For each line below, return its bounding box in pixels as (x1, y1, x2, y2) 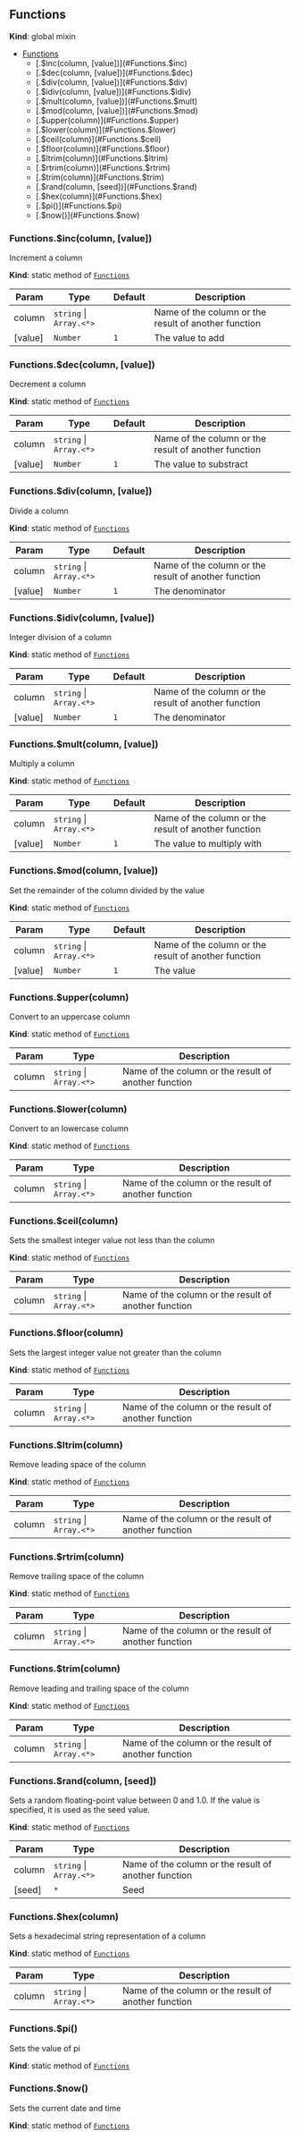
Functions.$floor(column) (9, 1327, 124, 1340)
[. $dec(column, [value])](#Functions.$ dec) (35, 67, 194, 78)
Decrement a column (9, 379, 87, 390)
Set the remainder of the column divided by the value (9, 884, 205, 895)
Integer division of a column (9, 632, 112, 642)
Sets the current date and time (9, 2102, 121, 2113)
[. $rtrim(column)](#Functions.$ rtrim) (35, 162, 171, 173)
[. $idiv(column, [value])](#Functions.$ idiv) (35, 86, 192, 97)
